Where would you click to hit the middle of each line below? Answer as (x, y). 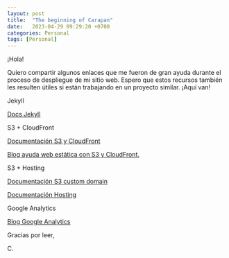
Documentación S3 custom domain (57, 182)
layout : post (26, 14)
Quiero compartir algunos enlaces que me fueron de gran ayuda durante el (114, 73)
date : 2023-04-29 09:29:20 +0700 (59, 26)
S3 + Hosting (26, 168)
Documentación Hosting (42, 195)
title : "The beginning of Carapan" (60, 20)
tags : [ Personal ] (32, 40)
